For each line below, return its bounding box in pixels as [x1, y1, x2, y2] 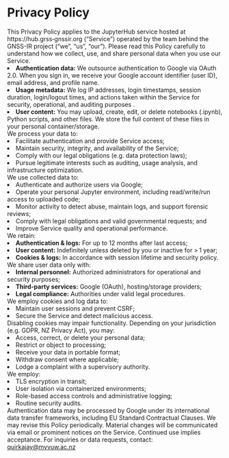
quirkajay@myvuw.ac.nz [7, 442, 77, 450]
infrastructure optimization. [7, 166, 84, 174]
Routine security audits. [16, 399, 83, 407]
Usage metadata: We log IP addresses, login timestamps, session [16, 86, 202, 94]
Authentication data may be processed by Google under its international [7, 406, 210, 414]
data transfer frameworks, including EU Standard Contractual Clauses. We [7, 413, 217, 422]
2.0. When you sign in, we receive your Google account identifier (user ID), [7, 71, 217, 80]
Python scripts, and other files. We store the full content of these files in [7, 114, 210, 123]
